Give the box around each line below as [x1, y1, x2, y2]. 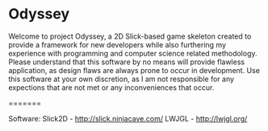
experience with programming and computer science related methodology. [8, 48, 258, 58]
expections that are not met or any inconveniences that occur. [8, 82, 215, 92]
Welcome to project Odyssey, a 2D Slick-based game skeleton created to [8, 31, 252, 41]
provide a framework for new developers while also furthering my [8, 39, 227, 49]
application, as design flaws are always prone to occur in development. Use [8, 65, 261, 75]
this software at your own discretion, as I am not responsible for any [8, 74, 235, 84]
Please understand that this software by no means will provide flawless [8, 57, 245, 67]
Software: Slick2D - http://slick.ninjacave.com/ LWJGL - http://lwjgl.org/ [8, 113, 248, 123]
